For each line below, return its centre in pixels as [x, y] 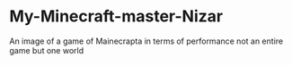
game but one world [46, 50]
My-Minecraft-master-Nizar [116, 16]
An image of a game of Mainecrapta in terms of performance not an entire [146, 41]
